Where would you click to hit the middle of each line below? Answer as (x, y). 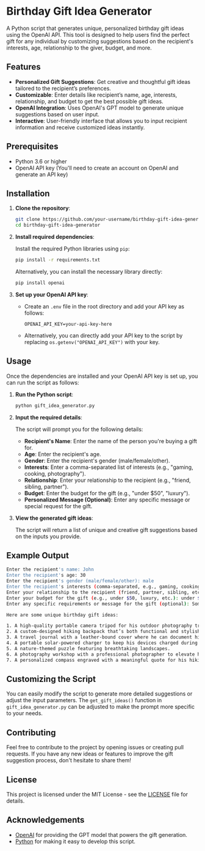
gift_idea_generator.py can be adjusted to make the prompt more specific (101, 707)
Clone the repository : (43, 208)
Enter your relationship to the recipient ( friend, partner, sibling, (98, 592)
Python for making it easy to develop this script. (75, 841)
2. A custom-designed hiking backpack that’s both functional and (92, 632)
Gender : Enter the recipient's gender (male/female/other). (97, 460)
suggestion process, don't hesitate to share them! (69, 760)
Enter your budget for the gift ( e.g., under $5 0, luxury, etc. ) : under (101, 598)
